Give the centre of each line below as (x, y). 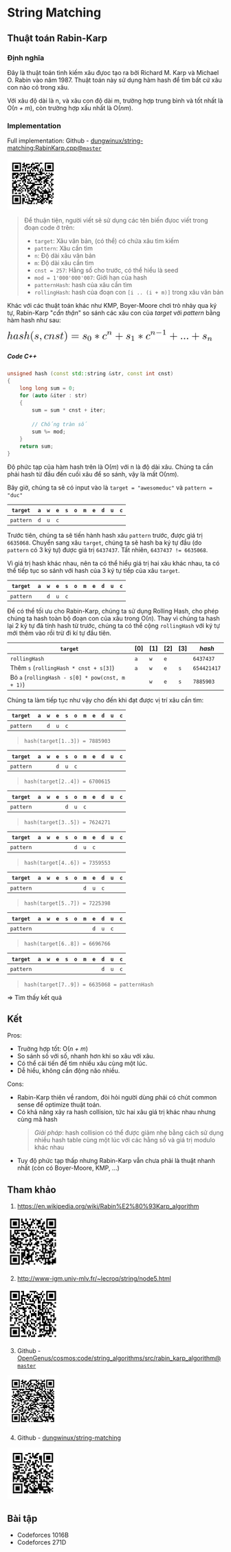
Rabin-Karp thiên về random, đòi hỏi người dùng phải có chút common (117, 1098)
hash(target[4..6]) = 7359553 (67, 863)
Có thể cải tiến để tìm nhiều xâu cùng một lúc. (82, 1063)
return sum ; (36, 446)
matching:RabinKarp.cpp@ (45, 148)
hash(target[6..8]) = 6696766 (67, 944)
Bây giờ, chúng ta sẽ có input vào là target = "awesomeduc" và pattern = (110, 487)
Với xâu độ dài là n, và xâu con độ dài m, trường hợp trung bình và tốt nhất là (115, 101)
